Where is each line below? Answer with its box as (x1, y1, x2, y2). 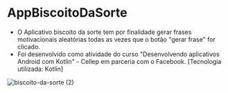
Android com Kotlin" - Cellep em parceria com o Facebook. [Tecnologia (17, 57, 222, 65)
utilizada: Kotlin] (17, 65, 64, 73)
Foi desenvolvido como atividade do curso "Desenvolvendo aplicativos (17, 50, 220, 58)
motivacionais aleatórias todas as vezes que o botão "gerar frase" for (17, 35, 216, 43)
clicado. (17, 42, 40, 51)
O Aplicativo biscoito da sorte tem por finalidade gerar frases (17, 28, 192, 36)
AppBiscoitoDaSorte (7, 5, 128, 21)
